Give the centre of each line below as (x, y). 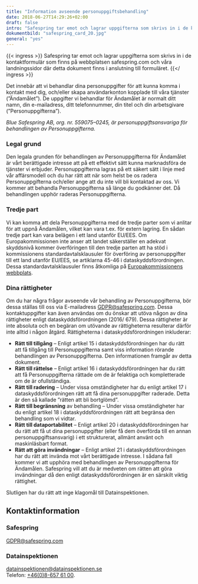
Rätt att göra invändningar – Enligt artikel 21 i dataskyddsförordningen (100, 450)
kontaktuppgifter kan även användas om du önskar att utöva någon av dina (97, 313)
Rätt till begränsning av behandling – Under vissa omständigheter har (99, 406)
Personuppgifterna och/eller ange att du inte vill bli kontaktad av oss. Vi (93, 182)
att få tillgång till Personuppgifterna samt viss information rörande (94, 349)
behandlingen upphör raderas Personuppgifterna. (66, 194)
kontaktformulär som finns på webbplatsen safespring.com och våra (89, 62)
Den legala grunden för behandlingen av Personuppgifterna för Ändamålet (96, 157)
